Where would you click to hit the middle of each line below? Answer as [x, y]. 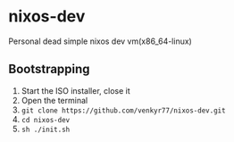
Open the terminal [54, 100]
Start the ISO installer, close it [75, 90]
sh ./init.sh [46, 129]
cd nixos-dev [46, 120]
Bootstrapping [49, 69]
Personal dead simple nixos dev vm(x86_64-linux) [100, 41]
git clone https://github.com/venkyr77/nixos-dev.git [123, 110]
